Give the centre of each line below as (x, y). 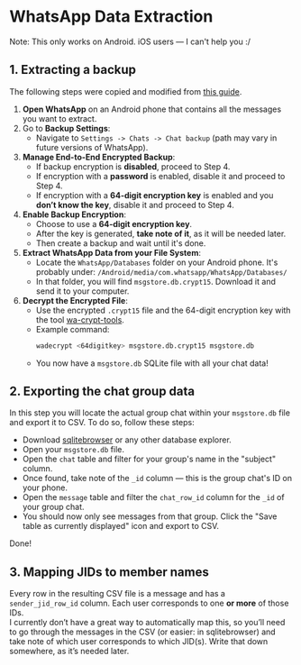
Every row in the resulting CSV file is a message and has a (117, 594)
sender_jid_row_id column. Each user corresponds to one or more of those (149, 603)
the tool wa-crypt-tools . (80, 319)
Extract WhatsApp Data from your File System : (111, 252)
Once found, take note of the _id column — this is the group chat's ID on (157, 478)
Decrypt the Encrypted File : (75, 300)
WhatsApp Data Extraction (111, 17)
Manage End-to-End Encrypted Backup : (99, 157)
